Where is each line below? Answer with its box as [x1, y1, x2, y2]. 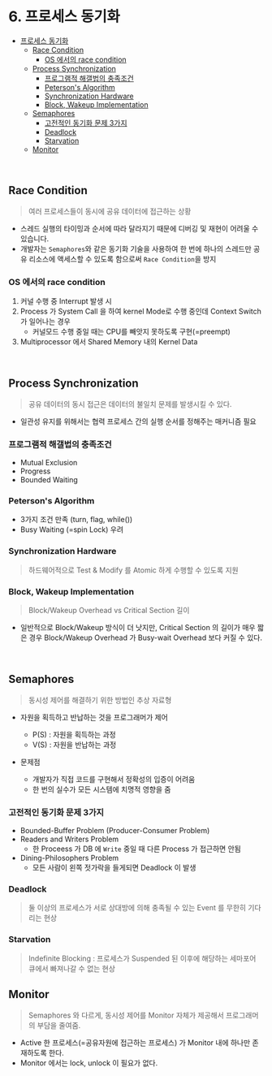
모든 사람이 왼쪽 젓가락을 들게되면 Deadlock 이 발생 [32, 862, 196, 873]
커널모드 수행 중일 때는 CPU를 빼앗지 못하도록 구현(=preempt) [32, 326, 231, 337]
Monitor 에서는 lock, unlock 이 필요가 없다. [19, 1057, 158, 1068]
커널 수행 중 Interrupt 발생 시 [19, 296, 112, 306]
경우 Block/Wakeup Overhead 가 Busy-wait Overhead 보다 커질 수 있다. [28, 633, 262, 642]
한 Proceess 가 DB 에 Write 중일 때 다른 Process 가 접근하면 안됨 [32, 844, 241, 853]
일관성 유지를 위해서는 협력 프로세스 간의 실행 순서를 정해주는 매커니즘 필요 [19, 416, 257, 426]
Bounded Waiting [19, 475, 79, 485]
